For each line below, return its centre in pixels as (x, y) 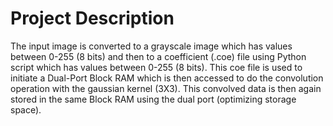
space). (26, 109)
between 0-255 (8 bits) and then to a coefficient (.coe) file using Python (158, 56)
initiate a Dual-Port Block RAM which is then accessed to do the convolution (167, 78)
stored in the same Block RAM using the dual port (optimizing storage (153, 99)
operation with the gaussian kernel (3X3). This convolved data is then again (166, 88)
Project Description (92, 18)
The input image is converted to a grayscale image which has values (151, 46)
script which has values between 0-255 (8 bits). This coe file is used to (156, 67)
